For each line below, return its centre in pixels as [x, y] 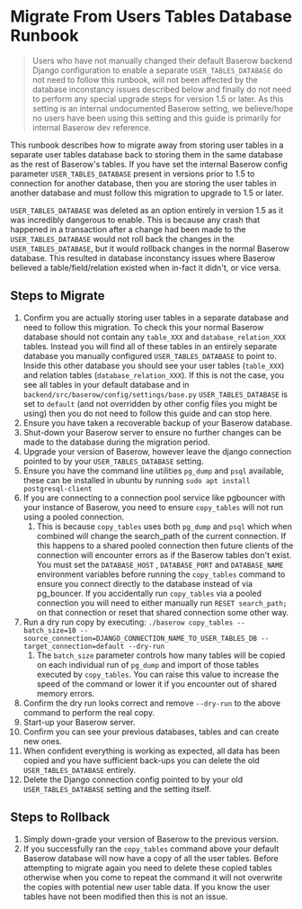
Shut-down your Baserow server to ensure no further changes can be [152, 432]
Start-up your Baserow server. [79, 722]
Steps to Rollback [60, 818]
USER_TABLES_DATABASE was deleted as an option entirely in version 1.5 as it [147, 210]
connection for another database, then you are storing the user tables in [143, 183]
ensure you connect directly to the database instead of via [145, 583]
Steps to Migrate [58, 296]
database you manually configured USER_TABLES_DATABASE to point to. [150, 355]
